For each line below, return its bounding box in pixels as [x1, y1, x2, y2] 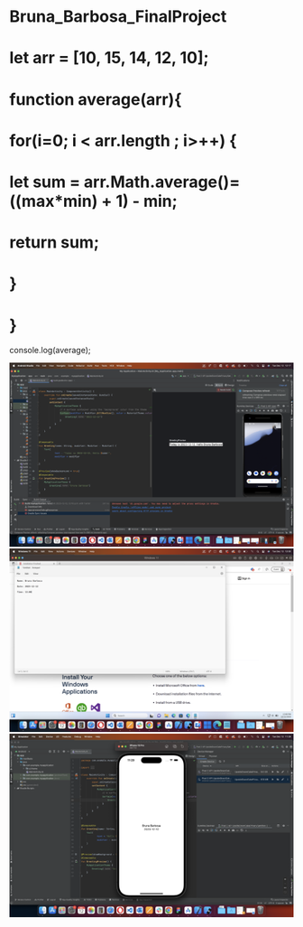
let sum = [9, 172, 81, 192]
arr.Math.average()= [84, 172, 241, 192]
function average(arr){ [9, 89, 182, 109]
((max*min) [9, 191, 98, 211]
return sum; [9, 232, 100, 253]
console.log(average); [9, 345, 91, 356]
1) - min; [115, 191, 178, 211]
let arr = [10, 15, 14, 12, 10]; [9, 48, 209, 69]
